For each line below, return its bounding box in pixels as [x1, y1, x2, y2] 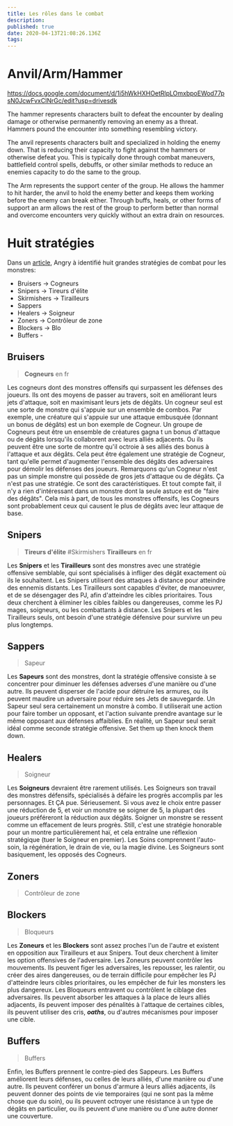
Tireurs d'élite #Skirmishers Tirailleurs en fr [24, 547, 152, 556]
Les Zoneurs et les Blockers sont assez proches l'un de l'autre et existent [7, 941, 219, 949]
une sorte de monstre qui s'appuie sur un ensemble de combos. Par [7, 405, 202, 414]
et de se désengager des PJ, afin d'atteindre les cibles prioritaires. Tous [7, 591, 213, 599]
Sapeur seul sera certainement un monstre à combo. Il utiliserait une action [7, 702, 223, 710]
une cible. [7, 1015, 36, 1024]
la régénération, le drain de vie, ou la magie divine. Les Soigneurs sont [22, 843, 224, 852]
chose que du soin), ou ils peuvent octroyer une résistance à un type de [7, 1097, 214, 1105]
